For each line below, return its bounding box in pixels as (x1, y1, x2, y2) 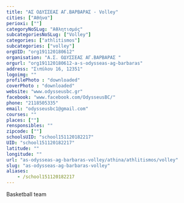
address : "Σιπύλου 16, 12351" (6, 65, 83, 72)
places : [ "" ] (6, 117, 40, 123)
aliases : (6, 168, 29, 174)
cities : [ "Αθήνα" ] (6, 15, 53, 21)
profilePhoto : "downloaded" (6, 77, 80, 83)
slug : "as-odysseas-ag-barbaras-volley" (6, 163, 111, 169)
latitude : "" (6, 145, 40, 152)
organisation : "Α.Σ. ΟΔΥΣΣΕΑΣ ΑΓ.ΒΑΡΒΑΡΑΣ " (6, 54, 121, 61)
